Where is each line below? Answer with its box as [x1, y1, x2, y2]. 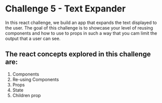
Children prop [12, 92, 41, 98]
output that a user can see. [5, 35, 61, 41]
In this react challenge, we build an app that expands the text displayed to [5, 19, 157, 25]
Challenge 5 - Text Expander [5, 3, 126, 14]
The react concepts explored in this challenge [5, 50, 151, 58]
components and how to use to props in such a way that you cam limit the [5, 30, 157, 36]
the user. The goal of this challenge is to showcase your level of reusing [5, 24, 153, 30]
